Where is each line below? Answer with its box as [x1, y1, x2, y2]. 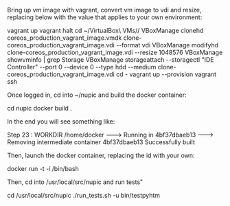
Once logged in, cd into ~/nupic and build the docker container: [7, 91, 187, 99]
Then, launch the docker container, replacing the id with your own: [7, 151, 195, 159]
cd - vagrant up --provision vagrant [115, 70, 217, 78]
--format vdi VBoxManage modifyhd [115, 41, 219, 49]
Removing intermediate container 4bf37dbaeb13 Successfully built [7, 138, 196, 146]
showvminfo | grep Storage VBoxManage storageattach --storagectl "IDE [7, 56, 214, 64]
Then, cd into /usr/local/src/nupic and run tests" [7, 178, 143, 186]
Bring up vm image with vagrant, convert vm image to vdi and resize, [7, 6, 202, 14]
